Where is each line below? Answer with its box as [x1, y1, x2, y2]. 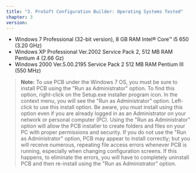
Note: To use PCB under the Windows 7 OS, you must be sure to [20, 79, 178, 86]
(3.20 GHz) [14, 42, 43, 49]
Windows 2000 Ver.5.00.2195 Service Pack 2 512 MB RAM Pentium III [14, 61, 184, 68]
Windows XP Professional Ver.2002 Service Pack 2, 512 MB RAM [14, 48, 173, 56]
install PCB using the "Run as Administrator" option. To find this [20, 85, 175, 92]
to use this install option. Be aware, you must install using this [33, 104, 183, 111]
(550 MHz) [14, 67, 41, 74]
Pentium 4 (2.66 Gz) [14, 54, 64, 62]
